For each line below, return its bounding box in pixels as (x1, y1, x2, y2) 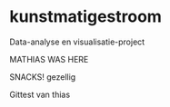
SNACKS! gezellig (9, 71, 76, 83)
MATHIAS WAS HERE (9, 53, 89, 64)
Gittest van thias (9, 89, 71, 100)
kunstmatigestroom (9, 6, 162, 27)
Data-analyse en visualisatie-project (9, 36, 145, 47)
